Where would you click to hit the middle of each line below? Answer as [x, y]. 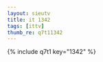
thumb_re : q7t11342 [35, 32]
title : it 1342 [29, 20]
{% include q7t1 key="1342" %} [51, 52]
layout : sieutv [29, 13]
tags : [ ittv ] [26, 26]
